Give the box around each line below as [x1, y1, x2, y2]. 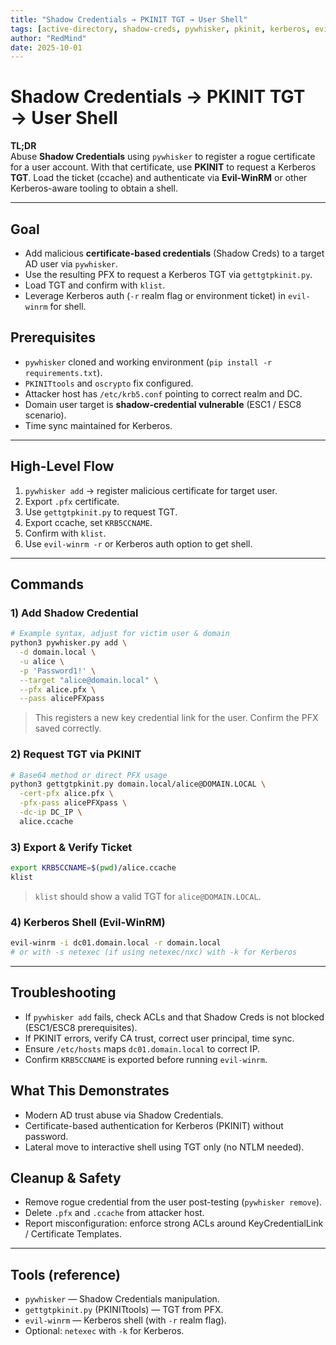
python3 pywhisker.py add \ [10, 638, 128, 648]
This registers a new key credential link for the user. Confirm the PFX [34, 712, 319, 724]
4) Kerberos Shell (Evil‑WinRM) [10, 915, 166, 929]
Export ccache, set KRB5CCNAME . [24, 516, 153, 528]
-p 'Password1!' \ [19, 666, 97, 676]
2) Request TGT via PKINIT [10, 747, 142, 761]
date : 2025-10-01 [10, 42, 83, 53]
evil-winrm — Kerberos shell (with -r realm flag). [24, 1314, 227, 1326]
